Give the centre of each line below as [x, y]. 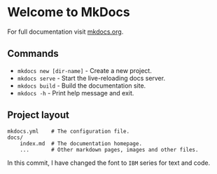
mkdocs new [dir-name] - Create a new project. [84, 70]
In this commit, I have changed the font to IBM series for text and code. [109, 163]
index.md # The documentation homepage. [81, 143]
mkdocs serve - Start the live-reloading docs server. [91, 78]
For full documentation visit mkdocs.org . [65, 32]
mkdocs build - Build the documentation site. [82, 86]
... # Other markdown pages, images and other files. [109, 149]
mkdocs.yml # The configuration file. [69, 131]
